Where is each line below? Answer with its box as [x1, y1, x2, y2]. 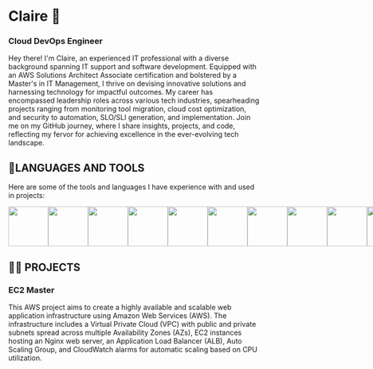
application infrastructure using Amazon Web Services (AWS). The [8, 310, 227, 320]
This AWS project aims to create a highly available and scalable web [8, 302, 232, 312]
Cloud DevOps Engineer [8, 36, 104, 47]
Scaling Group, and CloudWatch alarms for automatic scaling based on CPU [8, 344, 257, 354]
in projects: [8, 191, 45, 200]
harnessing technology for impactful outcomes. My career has [8, 87, 214, 97]
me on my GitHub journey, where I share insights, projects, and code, [8, 121, 236, 130]
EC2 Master [8, 284, 55, 295]
